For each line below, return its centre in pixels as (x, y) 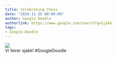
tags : (10, 28)
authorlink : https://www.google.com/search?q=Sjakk (58, 23)
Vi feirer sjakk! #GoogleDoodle (36, 51)
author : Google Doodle (28, 18)
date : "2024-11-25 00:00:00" (35, 14)
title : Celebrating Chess (31, 9)
